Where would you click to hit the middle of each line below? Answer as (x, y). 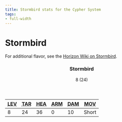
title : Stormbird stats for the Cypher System (53, 10)
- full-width (18, 19)
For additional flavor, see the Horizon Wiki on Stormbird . (61, 56)
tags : (10, 14)
